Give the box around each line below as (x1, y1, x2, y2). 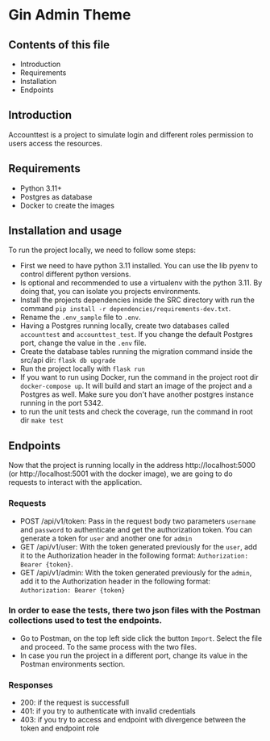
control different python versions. (19, 269, 131, 280)
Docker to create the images (19, 200, 115, 210)
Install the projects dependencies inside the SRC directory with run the (19, 295, 255, 305)
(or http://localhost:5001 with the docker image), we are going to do (8, 469, 233, 478)
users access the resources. (8, 138, 103, 148)
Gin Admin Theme (8, 6, 131, 24)
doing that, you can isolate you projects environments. (19, 287, 201, 297)
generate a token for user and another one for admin (19, 533, 193, 543)
